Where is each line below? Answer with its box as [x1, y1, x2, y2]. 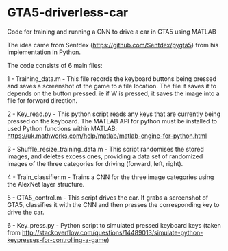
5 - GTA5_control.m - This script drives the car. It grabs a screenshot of [7, 193, 209, 202]
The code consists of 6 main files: [7, 61, 103, 69]
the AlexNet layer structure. [7, 180, 85, 188]
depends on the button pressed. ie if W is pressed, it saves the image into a [7, 89, 220, 97]
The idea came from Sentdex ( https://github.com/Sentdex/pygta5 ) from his [7, 40, 219, 49]
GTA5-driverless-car [7, 5, 129, 21]
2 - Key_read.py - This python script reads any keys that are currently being [7, 110, 221, 118]
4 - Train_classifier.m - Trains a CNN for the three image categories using [7, 173, 214, 181]
